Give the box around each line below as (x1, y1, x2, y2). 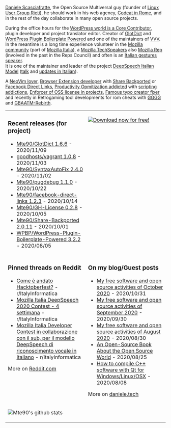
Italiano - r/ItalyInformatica (16, 354, 81, 361)
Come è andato (16, 277, 53, 284)
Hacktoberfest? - (16, 283, 59, 290)
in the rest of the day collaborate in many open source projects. (5, 15, 138, 21)
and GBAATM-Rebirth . (5, 100, 52, 106)
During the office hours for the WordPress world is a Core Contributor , (5, 25, 153, 31)
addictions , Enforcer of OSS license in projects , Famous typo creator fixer (5, 89, 160, 95)
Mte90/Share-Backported (16, 217, 80, 224)
